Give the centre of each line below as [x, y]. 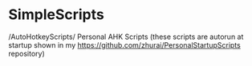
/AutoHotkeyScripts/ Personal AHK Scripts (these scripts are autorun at [126, 37]
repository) [27, 53]
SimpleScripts [56, 15]
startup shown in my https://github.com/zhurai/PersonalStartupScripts [124, 45]
